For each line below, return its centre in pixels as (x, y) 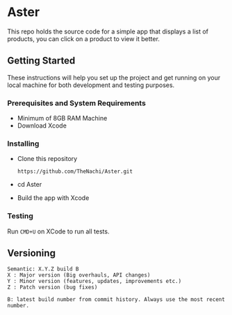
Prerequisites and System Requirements (76, 103)
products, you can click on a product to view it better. (83, 38)
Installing (23, 144)
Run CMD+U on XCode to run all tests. (58, 231)
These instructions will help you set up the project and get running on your (114, 77)
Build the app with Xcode (53, 198)
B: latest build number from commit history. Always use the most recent (116, 300)
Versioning (31, 253)
